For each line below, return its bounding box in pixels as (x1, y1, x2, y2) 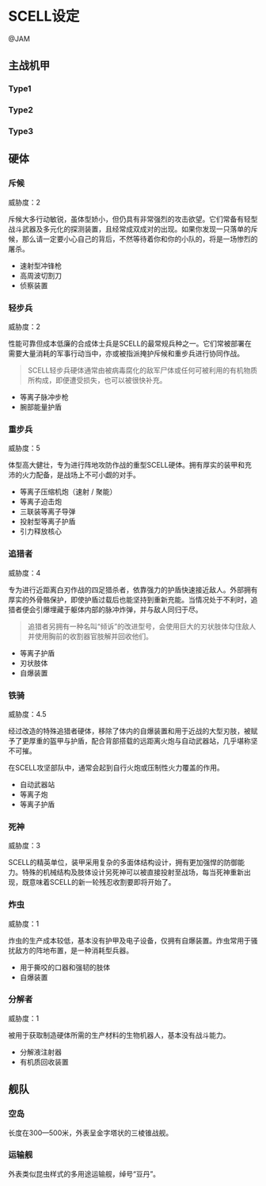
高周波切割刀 (19, 270, 62, 280)
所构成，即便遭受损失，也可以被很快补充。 (27, 376, 167, 385)
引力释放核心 (19, 526, 62, 536)
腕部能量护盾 (19, 402, 62, 412)
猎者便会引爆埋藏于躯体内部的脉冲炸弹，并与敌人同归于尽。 (8, 604, 203, 614)
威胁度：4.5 (8, 709, 47, 718)
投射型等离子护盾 (19, 517, 76, 526)
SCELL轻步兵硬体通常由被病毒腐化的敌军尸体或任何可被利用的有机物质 (27, 365, 258, 375)
